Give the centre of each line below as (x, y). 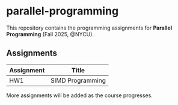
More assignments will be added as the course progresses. (80, 95)
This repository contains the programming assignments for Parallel (89, 28)
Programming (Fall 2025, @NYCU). (50, 34)
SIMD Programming (78, 80)
